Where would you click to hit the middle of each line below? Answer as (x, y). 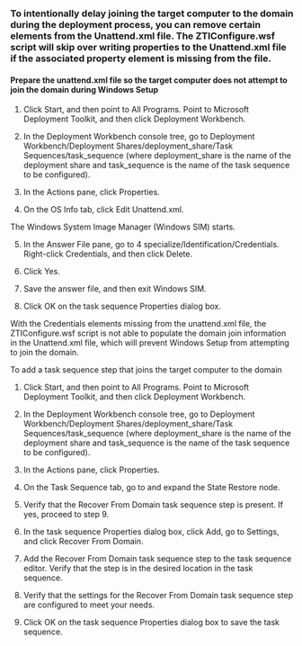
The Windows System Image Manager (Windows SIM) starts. (123, 227)
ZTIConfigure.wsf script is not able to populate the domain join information (148, 333)
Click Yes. (42, 272)
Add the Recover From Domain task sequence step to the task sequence (157, 559)
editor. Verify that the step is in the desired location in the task (138, 569)
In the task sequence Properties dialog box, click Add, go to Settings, (151, 532)
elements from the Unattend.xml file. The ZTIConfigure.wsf (143, 36)
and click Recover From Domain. (83, 542)
